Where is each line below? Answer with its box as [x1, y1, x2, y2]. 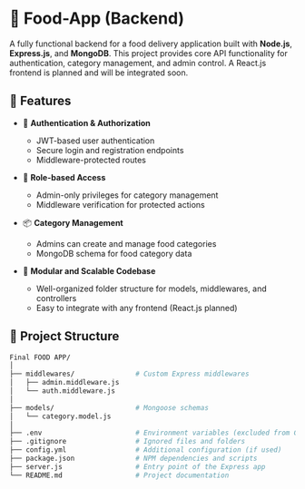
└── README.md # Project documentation [9, 471, 230, 480]
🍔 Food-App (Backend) [9, 8, 184, 29]
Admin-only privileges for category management [35, 190, 219, 200]
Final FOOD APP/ [9, 353, 71, 362]
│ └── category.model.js [9, 412, 112, 421]
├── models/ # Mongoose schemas [9, 403, 209, 412]
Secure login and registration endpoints [35, 144, 184, 155]
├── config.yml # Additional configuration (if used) [9, 445, 282, 455]
